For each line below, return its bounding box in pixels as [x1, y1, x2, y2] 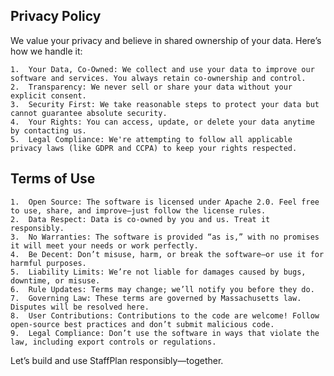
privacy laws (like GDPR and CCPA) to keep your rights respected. [10, 143, 298, 153]
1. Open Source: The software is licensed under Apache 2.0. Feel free [10, 197, 320, 207]
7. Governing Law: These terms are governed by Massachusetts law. [10, 293, 302, 303]
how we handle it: [10, 45, 83, 57]
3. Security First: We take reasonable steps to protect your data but [10, 99, 320, 109]
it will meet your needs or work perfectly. [10, 240, 199, 251]
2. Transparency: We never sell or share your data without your [10, 82, 293, 92]
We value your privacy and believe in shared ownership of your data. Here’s [10, 34, 322, 46]
